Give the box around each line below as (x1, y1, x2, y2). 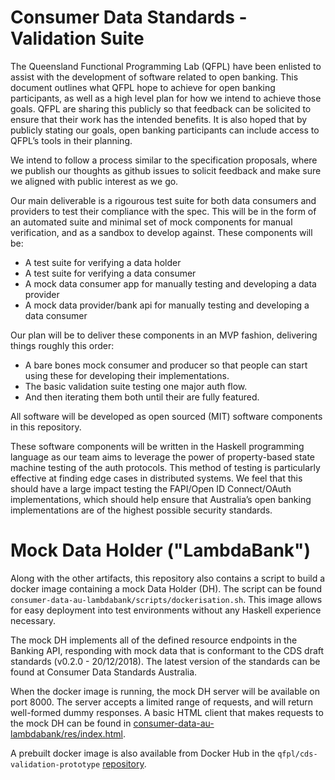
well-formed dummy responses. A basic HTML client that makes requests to (10, 706, 324, 718)
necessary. (10, 614, 57, 626)
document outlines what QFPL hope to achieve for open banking (10, 81, 276, 93)
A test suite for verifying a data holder (24, 256, 182, 268)
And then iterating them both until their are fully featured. (24, 391, 260, 403)
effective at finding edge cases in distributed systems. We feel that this (10, 472, 303, 484)
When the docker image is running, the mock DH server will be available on (10, 685, 320, 697)
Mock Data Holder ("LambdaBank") (10, 539, 312, 562)
